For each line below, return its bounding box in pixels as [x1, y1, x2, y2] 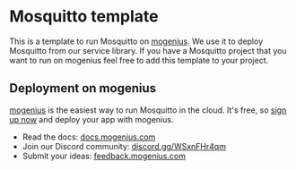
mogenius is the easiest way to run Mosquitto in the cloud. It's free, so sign [9, 105, 287, 115]
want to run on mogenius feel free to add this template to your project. [9, 55, 269, 65]
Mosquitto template [9, 6, 159, 27]
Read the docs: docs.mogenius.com [22, 132, 156, 142]
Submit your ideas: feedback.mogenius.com [22, 150, 187, 161]
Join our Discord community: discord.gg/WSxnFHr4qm [22, 140, 227, 151]
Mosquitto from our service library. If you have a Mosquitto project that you [9, 45, 287, 55]
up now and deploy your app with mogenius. [9, 114, 174, 124]
